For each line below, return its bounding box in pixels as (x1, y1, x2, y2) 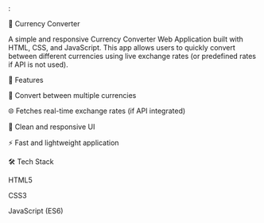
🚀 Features (8, 76, 44, 84)
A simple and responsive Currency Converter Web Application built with (8, 34, 244, 44)
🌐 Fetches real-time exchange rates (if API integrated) (8, 106, 186, 115)
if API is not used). (8, 60, 69, 69)
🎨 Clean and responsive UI (8, 122, 95, 131)
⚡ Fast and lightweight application (8, 138, 119, 147)
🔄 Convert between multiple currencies (8, 91, 137, 100)
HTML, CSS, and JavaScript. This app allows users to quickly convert (8, 43, 236, 52)
